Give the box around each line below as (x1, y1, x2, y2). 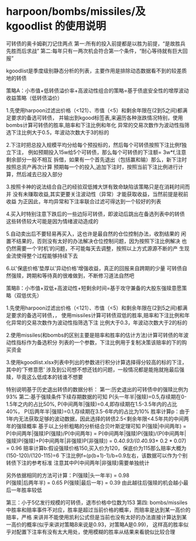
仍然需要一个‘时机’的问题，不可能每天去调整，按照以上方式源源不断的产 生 (6, 244, 185, 252)
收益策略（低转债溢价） (6, 94, 63, 101)
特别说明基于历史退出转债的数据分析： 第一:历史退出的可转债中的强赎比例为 (6, 385, 188, 393)
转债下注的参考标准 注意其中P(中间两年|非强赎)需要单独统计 (6, 459, 150, 466)
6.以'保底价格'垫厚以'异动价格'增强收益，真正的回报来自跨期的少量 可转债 (6, 264, 183, 271)
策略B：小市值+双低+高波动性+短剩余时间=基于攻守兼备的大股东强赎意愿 (6, 284, 183, 291)
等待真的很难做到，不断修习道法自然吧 (42, 272, 135, 279)
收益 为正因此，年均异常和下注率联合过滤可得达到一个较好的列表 (6, 197, 161, 205)
